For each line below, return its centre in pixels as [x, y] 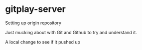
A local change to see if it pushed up [43, 42]
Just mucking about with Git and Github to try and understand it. [71, 32]
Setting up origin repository [33, 23]
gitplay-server [35, 9]
